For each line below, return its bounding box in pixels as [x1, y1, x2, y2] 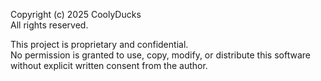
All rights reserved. [10, 19, 89, 31]
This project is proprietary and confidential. [10, 39, 189, 50]
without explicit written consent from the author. [10, 60, 208, 71]
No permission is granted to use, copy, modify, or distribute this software [10, 49, 311, 61]
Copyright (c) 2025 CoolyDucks [10, 9, 142, 20]
